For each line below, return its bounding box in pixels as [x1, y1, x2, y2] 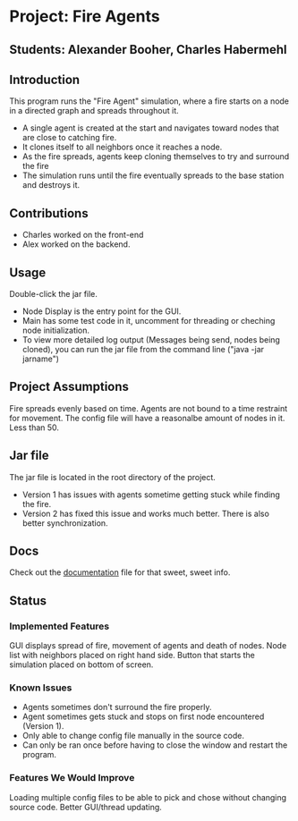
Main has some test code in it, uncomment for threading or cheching [21, 316, 276, 326]
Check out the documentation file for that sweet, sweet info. [9, 567, 231, 578]
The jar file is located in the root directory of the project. [9, 471, 217, 482]
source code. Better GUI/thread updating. [9, 801, 163, 812]
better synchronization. [21, 517, 109, 529]
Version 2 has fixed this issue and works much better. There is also [21, 508, 270, 519]
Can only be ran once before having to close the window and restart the [21, 740, 288, 750]
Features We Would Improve [9, 772, 135, 784]
